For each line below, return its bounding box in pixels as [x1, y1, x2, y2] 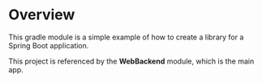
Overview [8, 6, 75, 24]
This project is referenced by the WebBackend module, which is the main [8, 56, 255, 66]
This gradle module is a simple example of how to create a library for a [8, 32, 244, 42]
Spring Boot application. [8, 40, 89, 50]
